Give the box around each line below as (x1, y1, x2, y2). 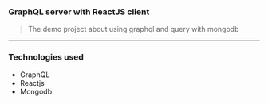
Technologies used (8, 52, 84, 63)
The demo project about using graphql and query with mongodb (27, 25, 239, 34)
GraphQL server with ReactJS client (8, 6, 150, 17)
